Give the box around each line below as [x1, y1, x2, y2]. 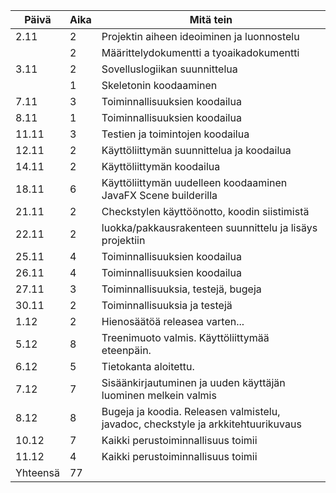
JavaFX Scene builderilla [101, 189, 218, 202]
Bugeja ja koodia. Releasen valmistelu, [101, 405, 281, 418]
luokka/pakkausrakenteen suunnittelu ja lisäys [101, 221, 318, 234]
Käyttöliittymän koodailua [101, 160, 221, 173]
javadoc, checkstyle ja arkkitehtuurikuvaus [101, 417, 302, 431]
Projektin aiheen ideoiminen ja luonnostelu [101, 30, 300, 43]
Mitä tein [189, 13, 233, 26]
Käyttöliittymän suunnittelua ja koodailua [101, 144, 292, 157]
